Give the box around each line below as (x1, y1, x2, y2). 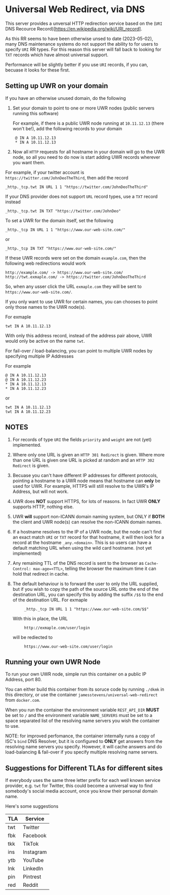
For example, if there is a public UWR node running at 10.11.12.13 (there (12, 120, 164, 126)
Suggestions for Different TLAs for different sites (5, 764, 163, 772)
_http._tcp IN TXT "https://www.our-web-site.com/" (5, 246, 116, 251)
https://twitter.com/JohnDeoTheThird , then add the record (5, 174, 129, 181)
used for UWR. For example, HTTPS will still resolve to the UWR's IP (12, 483, 154, 489)
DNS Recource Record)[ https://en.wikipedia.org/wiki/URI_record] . (5, 25, 143, 31)
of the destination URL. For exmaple (12, 597, 88, 603)
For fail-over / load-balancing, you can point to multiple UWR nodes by (5, 347, 153, 353)
